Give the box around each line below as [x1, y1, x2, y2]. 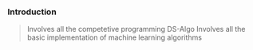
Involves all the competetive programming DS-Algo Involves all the [26, 25, 246, 34]
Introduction [7, 6, 57, 17]
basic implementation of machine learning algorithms [26, 33, 203, 42]
